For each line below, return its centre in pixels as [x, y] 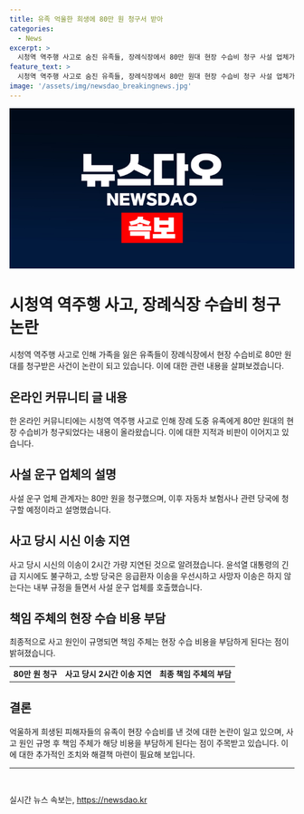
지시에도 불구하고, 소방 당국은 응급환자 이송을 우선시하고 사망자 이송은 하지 [150, 576]
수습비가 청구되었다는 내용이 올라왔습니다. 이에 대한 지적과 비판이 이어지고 [149, 432]
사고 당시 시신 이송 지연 [70, 541]
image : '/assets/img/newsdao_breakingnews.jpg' [101, 86]
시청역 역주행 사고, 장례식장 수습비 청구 [145, 305]
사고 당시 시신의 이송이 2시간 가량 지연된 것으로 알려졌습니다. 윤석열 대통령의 [144, 564]
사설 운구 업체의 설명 [63, 475]
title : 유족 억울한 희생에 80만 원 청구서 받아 [86, 19]
